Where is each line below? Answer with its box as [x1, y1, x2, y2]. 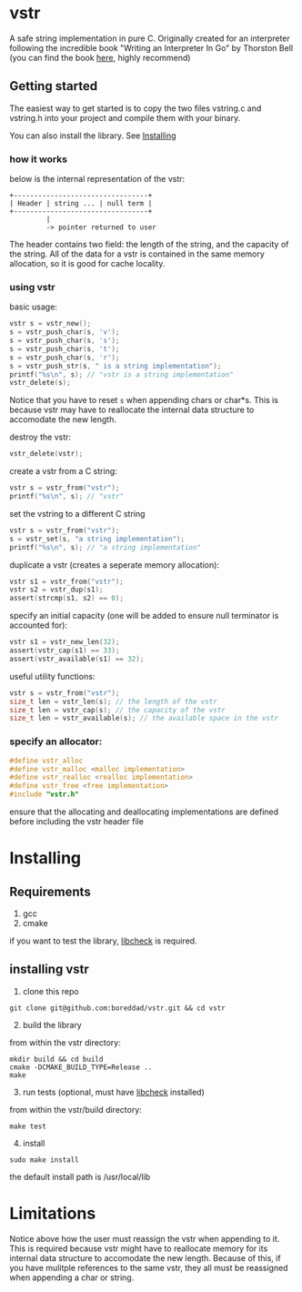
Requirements [9, 883, 91, 899]
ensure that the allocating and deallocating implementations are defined [9, 806, 279, 817]
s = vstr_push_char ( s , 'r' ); [9, 353, 120, 362]
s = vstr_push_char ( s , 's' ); [9, 336, 120, 346]
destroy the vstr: [9, 431, 71, 443]
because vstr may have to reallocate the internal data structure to [9, 404, 255, 416]
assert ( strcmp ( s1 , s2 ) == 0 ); [9, 594, 125, 603]
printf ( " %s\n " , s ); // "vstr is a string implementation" [9, 369, 234, 379]
